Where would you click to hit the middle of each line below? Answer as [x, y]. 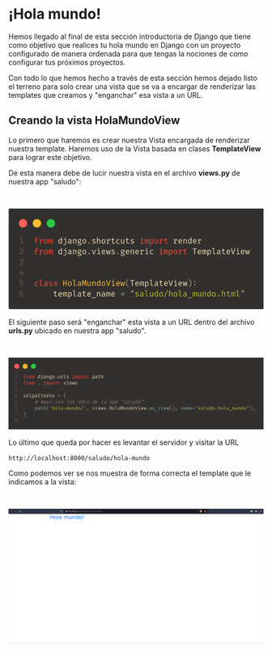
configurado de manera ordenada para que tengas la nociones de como [128, 53]
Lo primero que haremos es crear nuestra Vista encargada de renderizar [130, 140]
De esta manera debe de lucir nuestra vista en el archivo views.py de [124, 173]
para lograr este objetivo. [50, 157]
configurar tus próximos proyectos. [67, 62]
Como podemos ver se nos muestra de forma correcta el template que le [130, 473]
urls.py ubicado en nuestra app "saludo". [77, 330]
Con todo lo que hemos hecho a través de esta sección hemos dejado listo [133, 78]
